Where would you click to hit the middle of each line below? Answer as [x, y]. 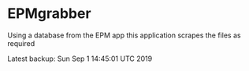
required [21, 43]
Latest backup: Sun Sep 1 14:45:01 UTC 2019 [80, 59]
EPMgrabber [49, 14]
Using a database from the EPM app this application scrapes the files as [124, 35]
